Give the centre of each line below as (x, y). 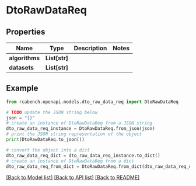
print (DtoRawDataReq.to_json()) (45, 140)
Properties (26, 32)
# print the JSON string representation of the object (74, 134)
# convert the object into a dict (48, 150)
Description (90, 48)
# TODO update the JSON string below (52, 112)
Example (22, 88)
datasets (21, 68)
